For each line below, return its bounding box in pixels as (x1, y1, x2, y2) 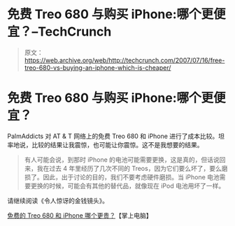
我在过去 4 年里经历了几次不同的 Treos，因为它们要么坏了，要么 (36, 164, 222, 172)
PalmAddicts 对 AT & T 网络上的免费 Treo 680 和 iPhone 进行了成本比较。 (7, 132, 219, 140)
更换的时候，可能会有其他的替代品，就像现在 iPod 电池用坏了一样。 (30, 181, 225, 190)
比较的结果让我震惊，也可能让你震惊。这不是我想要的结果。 (31, 140, 204, 149)
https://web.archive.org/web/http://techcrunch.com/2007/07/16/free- (24, 56, 225, 64)
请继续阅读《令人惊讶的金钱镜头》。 (7, 196, 108, 204)
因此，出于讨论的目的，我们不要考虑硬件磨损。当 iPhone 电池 (43, 172, 220, 181)
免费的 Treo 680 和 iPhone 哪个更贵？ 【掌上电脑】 (7, 211, 152, 220)
